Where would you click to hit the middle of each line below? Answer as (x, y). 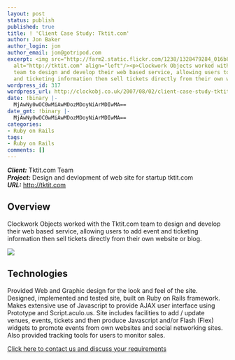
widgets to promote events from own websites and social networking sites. (115, 327)
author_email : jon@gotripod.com (54, 53)
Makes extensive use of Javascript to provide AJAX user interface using (111, 305)
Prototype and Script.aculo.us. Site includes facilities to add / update (106, 312)
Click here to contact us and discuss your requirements (87, 348)
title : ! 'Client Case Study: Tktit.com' (69, 33)
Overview (29, 207)
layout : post (26, 14)
